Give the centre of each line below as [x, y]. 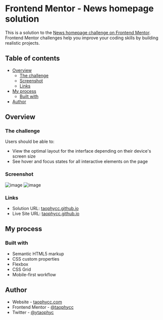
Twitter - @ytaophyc [33, 312]
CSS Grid [21, 269]
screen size [24, 156]
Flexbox [20, 264]
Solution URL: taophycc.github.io [45, 209]
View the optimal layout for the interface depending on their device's [81, 151]
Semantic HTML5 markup [38, 254]
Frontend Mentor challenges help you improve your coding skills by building [82, 38]
